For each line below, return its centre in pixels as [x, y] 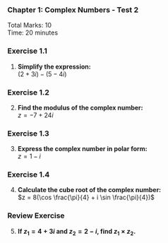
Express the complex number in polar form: [82, 149]
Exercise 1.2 [28, 92]
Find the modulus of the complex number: [80, 107]
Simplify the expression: [54, 66]
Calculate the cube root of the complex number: [89, 190]
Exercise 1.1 [28, 51]
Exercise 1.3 [28, 134]
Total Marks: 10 [29, 25]
